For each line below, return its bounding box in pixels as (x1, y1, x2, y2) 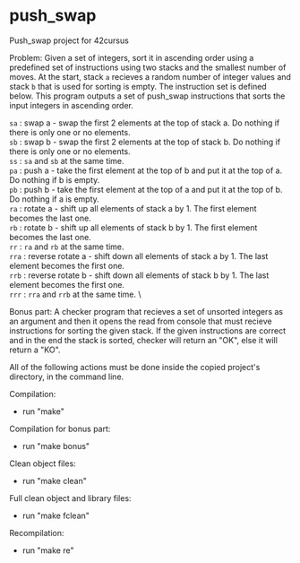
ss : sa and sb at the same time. (9, 155, 124, 166)
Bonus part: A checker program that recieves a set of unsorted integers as (9, 306, 284, 316)
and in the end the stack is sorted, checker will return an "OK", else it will (9, 334, 278, 345)
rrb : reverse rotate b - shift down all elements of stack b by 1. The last (9, 270, 270, 281)
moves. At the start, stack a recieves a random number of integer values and (9, 71, 291, 82)
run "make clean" (21, 475, 88, 486)
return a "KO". (9, 344, 61, 355)
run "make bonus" (21, 440, 90, 451)
